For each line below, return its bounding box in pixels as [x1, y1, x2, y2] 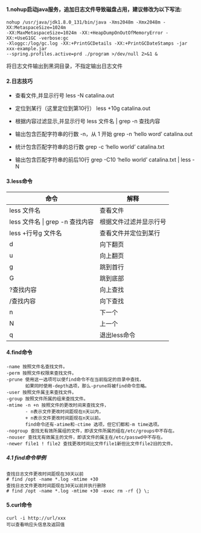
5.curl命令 [6, 502, 32, 509]
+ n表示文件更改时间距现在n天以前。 [25, 415, 104, 421]
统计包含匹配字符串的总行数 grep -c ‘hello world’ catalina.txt [14, 143, 165, 150]
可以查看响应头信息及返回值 [6, 522, 65, 528]
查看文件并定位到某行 [99, 228, 161, 237]
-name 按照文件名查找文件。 [6, 363, 68, 370]
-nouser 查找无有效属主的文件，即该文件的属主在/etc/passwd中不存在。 [6, 434, 166, 441]
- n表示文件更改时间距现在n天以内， [25, 409, 104, 415]
